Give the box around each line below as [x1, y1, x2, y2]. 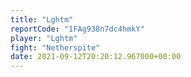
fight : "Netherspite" [10, 42, 101, 53]
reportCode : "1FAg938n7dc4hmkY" [10, 24, 145, 34]
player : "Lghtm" [10, 33, 78, 43]
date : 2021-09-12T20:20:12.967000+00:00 [10, 52, 182, 62]
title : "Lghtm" [10, 14, 74, 25]
